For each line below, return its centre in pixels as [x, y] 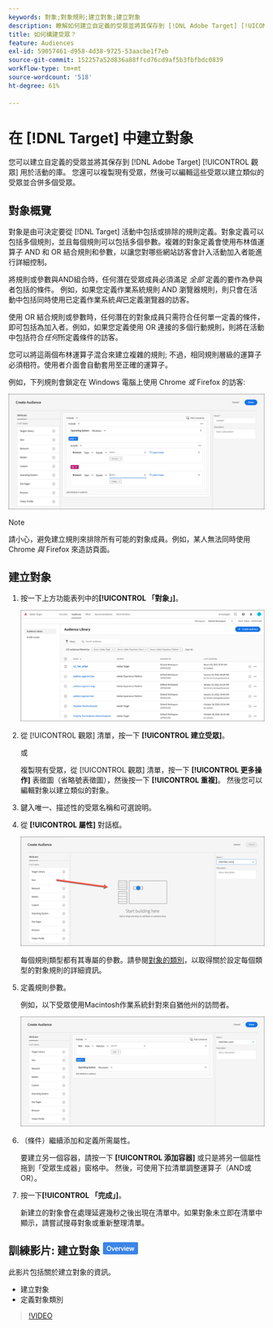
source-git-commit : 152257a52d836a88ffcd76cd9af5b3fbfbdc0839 [116, 60]
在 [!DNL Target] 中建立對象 [101, 138]
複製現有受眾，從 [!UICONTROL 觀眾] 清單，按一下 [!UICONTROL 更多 [137, 769]
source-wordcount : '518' [50, 77]
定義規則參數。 [45, 987]
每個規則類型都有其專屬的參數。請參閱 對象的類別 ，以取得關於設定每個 [138, 960]
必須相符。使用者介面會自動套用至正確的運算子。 [90, 365]
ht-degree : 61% [34, 85]
